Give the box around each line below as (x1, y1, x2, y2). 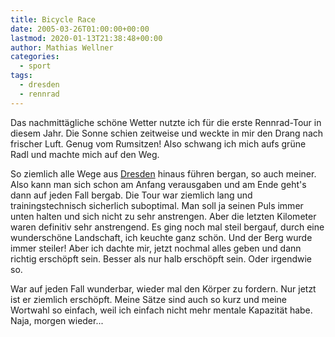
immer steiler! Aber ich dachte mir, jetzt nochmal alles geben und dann (10, 242, 302, 254)
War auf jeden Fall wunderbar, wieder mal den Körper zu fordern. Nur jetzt (10, 282, 317, 295)
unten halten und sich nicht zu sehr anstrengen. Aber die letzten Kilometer (10, 210, 317, 222)
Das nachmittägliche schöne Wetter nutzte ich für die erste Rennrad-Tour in (10, 116, 322, 128)
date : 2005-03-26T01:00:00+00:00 (10, 24, 150, 34)
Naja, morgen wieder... (10, 314, 104, 326)
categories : (10, 52, 60, 62)
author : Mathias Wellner (10, 42, 114, 53)
